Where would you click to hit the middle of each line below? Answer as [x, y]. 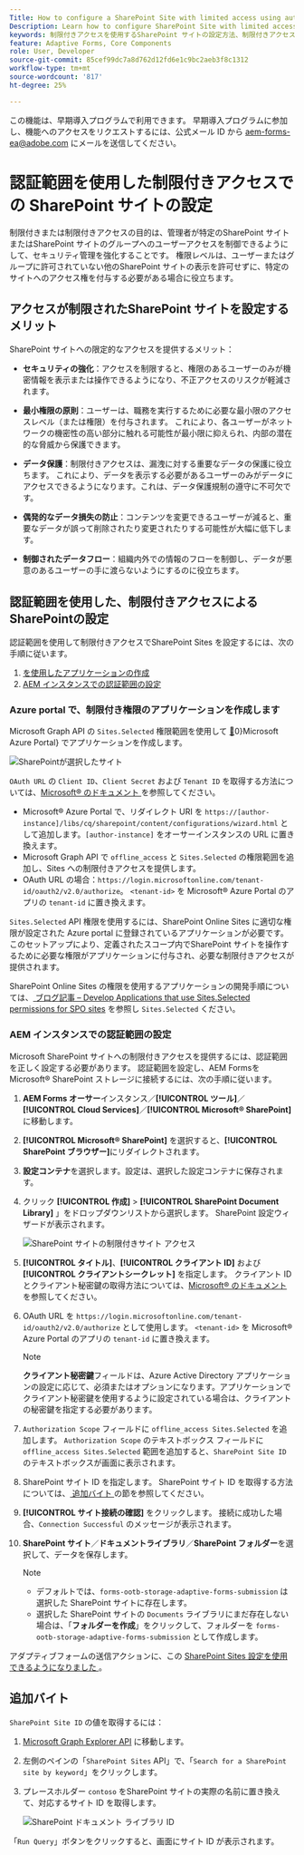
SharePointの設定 [59, 619]
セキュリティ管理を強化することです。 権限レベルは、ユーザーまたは [159, 255]
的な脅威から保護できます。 [74, 444]
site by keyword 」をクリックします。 [92, 1772]
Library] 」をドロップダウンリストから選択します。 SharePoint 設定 [148, 1212]
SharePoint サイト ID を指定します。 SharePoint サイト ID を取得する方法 [158, 1481]
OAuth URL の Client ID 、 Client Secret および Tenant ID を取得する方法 [144, 782]
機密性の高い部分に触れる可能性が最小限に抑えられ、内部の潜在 [173, 433]
